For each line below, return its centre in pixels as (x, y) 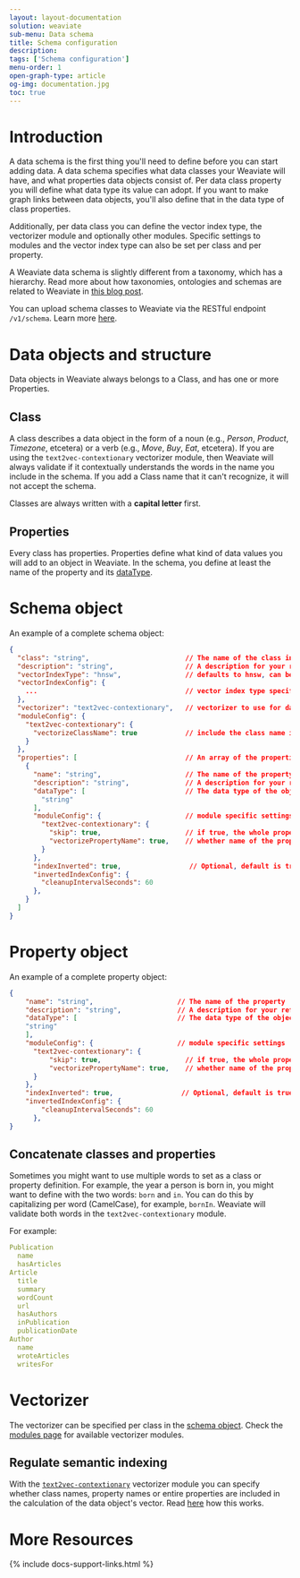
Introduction (56, 137)
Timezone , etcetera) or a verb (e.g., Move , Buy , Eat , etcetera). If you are (142, 448)
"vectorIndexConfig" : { (61, 683)
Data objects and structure (110, 354)
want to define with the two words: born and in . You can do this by (132, 1195)
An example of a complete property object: (88, 976)
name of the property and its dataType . (81, 572)
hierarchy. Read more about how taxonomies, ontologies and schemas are (146, 282)
